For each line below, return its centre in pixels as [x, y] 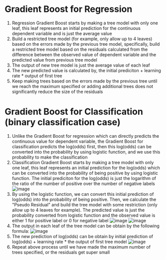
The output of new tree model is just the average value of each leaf [81, 65]
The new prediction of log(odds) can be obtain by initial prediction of [83, 236]
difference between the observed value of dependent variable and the [84, 54]
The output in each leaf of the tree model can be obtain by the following [86, 226]
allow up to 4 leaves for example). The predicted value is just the [78, 210]
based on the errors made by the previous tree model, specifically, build [86, 44]
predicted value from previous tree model [55, 60]
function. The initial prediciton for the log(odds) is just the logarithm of [84, 178]
